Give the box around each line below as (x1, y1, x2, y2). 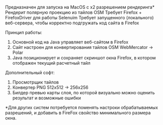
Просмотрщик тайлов (12, 79, 59, 85)
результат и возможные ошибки (12, 95, 81, 101)
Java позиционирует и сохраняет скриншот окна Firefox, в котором (12, 55, 156, 61)
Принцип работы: (5, 30, 42, 35)
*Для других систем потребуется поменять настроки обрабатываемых (5, 105, 158, 110)
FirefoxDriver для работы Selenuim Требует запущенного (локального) (5, 15, 154, 20)
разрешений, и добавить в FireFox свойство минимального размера (5, 110, 151, 116)
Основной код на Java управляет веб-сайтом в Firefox (12, 39, 129, 45)
